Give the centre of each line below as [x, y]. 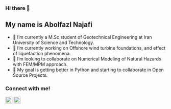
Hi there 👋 [18, 8]
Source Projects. [30, 75]
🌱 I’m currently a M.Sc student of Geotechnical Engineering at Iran [82, 37]
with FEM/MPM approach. [40, 64]
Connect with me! [28, 88]
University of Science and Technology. [53, 42]
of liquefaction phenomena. [42, 53]
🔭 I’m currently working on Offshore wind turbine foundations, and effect [89, 48]
